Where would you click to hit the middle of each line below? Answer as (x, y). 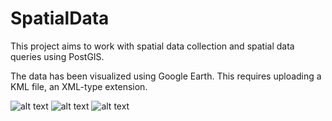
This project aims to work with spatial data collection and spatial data (152, 46)
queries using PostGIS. (57, 56)
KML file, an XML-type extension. (79, 86)
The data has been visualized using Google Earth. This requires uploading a (166, 76)
